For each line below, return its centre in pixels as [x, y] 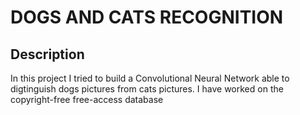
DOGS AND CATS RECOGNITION [147, 17]
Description [47, 54]
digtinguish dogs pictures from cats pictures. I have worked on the [147, 89]
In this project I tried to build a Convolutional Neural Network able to [150, 78]
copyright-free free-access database [87, 99]
